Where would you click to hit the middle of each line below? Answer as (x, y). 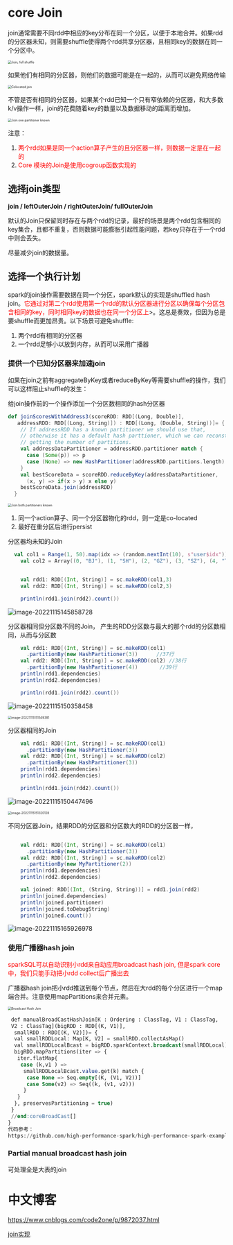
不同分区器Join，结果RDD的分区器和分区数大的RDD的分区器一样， (102, 825)
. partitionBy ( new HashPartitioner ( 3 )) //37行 (100, 654)
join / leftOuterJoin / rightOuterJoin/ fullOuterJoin (81, 206)
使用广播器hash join (41, 948)
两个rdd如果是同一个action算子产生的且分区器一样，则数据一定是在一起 (119, 148)
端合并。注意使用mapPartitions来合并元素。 (70, 996)
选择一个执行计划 (44, 276)
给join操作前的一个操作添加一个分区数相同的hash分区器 (86, 403)
